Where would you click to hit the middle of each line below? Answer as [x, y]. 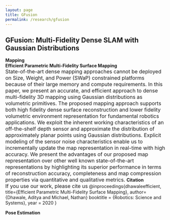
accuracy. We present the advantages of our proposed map [77, 154]
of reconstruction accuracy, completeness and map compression [83, 174]
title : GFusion [21, 15]
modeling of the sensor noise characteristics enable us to [74, 142]
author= [138, 192]
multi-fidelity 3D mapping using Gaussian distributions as [74, 97]
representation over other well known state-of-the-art [69, 161]
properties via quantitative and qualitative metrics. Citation [75, 180]
